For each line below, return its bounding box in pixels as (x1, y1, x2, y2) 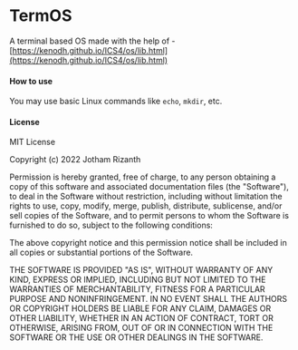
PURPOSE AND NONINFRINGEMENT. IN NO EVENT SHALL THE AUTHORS (9, 294, 288, 305)
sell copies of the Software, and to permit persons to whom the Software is (9, 210, 290, 221)
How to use (9, 75, 53, 86)
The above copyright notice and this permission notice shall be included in (9, 238, 287, 248)
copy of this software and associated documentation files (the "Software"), (9, 181, 290, 192)
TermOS (9, 5, 72, 26)
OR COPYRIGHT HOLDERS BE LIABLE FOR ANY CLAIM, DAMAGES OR (9, 303, 272, 314)
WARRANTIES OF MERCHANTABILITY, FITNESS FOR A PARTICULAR (9, 284, 265, 295)
